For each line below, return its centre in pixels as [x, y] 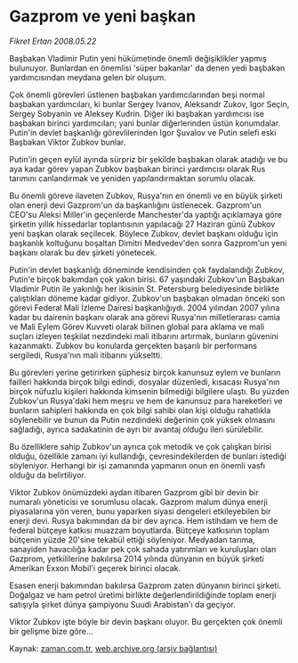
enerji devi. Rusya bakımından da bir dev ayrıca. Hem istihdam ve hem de [144, 520]
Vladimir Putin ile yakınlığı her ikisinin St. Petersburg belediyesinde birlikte [144, 288]
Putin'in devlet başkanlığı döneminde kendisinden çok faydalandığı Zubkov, [147, 269]
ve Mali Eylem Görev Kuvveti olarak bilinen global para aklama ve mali [137, 327]
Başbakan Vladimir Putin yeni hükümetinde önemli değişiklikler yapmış [138, 58]
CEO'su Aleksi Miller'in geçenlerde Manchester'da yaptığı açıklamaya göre [146, 214]
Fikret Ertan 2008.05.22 [53, 41]
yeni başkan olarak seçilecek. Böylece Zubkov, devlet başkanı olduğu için [144, 233]
